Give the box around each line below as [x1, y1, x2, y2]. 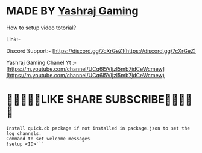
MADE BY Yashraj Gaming [6, 4, 139, 18]
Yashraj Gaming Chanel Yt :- [6, 59, 77, 66]
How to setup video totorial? [6, 24, 77, 31]
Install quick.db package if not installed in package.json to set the [6, 125, 190, 131]
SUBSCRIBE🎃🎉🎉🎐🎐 [104, 93, 193, 106]
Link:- [6, 35, 21, 43]
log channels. [6, 130, 42, 136]
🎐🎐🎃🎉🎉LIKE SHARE [6, 93, 103, 106]
